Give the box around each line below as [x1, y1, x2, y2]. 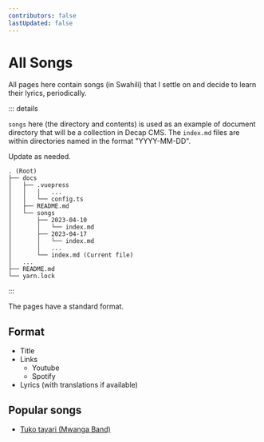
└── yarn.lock [8, 273, 56, 281]
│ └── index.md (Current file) [8, 251, 134, 260]
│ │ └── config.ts [8, 195, 84, 204]
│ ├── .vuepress [8, 181, 69, 189]
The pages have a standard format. [8, 301, 124, 312]
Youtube [31, 363, 60, 372]
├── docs [8, 174, 37, 182]
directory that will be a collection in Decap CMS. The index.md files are [8, 128, 240, 137]
